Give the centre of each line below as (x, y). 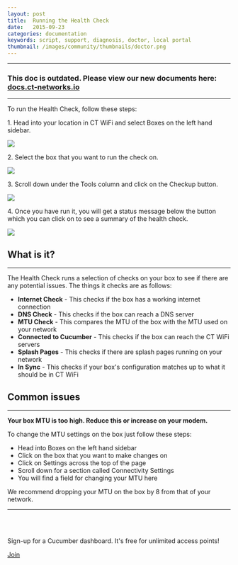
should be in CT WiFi (48, 375)
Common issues (44, 397)
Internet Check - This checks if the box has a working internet (109, 299)
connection (34, 307)
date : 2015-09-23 (36, 27)
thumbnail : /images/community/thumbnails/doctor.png (87, 47)
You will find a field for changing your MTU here (87, 478)
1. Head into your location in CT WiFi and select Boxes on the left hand (110, 123)
